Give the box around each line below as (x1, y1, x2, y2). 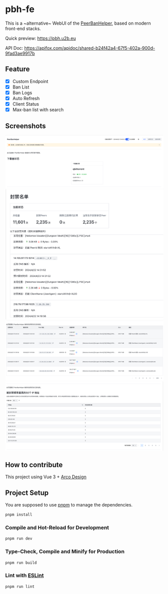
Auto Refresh (12, 95, 40, 101)
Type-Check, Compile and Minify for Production (5, 548, 125, 555)
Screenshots (5, 122, 46, 130)
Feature (5, 65, 30, 73)
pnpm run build (5, 560, 37, 565)
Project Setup (5, 488, 49, 497)
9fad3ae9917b (5, 50, 35, 56)
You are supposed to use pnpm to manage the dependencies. (5, 502, 133, 508)
